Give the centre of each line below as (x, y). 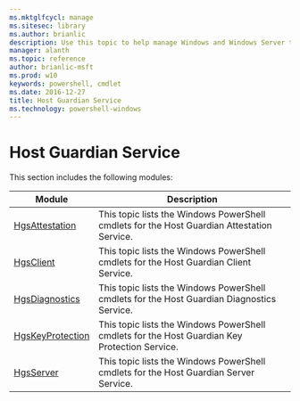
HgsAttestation (45, 225)
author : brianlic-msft (51, 68)
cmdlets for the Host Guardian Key (170, 336)
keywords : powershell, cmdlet (66, 84)
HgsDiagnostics (47, 299)
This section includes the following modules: (91, 177)
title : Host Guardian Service (66, 100)
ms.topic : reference (48, 59)
